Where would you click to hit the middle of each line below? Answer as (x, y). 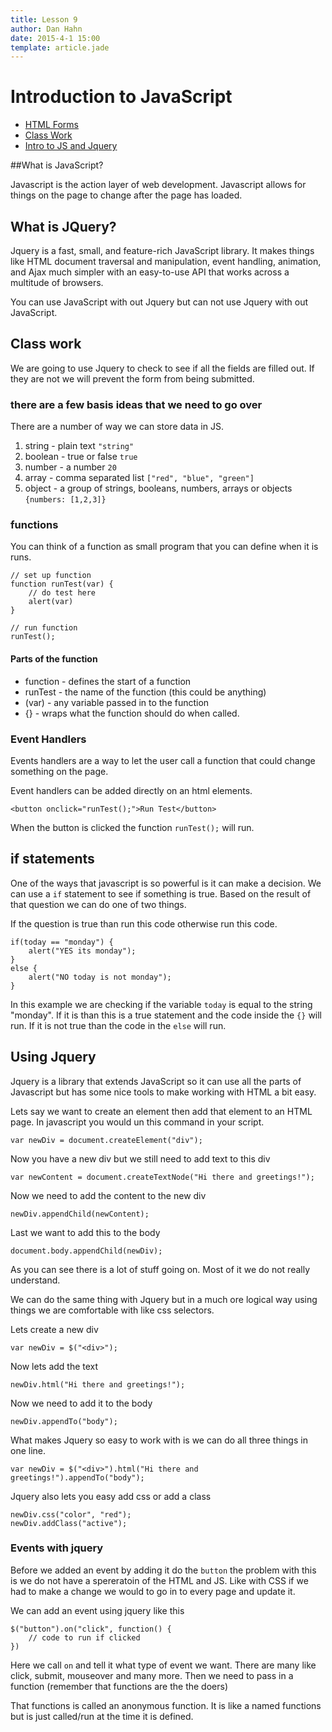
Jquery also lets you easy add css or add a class (111, 1496)
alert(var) (51, 602)
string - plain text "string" (79, 446)
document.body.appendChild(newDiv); (86, 1251)
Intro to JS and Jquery (71, 146)
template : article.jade (60, 47)
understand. (35, 1280)
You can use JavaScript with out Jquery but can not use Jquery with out (159, 302)
